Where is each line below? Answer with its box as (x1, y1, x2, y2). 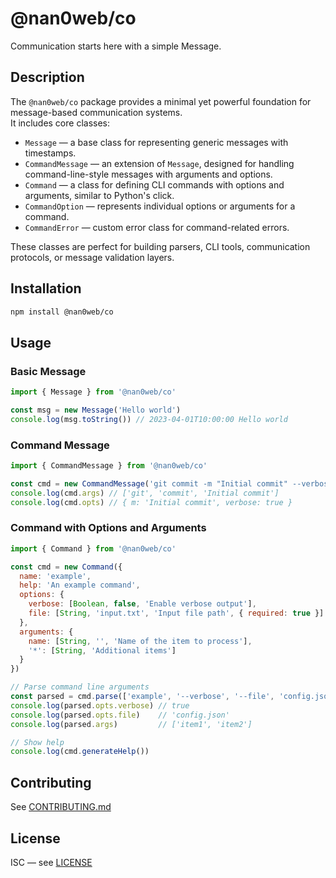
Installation (10, 280, 82, 297)
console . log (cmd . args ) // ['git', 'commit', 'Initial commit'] (10, 488, 280, 498)
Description (10, 69, 85, 86)
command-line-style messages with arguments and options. (24, 168, 273, 180)
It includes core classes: (10, 117, 111, 129)
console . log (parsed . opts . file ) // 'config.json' (10, 710, 230, 720)
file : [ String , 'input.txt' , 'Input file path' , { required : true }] (28, 608, 325, 619)
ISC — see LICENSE (10, 856, 93, 868)
